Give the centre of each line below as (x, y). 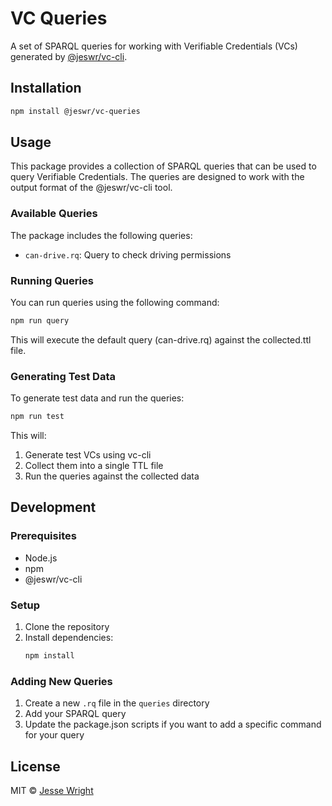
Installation (46, 88)
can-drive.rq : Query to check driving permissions (128, 254)
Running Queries (52, 280)
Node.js (41, 558)
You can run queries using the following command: (115, 303)
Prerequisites (43, 536)
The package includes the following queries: (101, 235)
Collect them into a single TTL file (94, 466)
